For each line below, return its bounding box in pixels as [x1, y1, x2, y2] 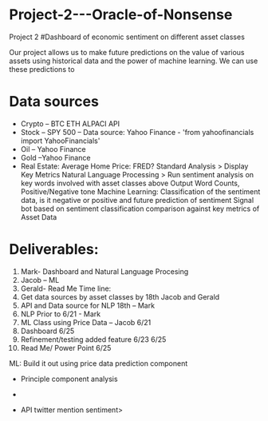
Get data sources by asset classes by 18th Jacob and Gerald [20, 292, 220, 301]
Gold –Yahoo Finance [20, 153, 91, 162]
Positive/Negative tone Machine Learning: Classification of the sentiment [20, 186, 261, 197]
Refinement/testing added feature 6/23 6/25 [20, 334, 167, 344]
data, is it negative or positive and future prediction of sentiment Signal [20, 195, 254, 205]
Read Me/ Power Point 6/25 [20, 343, 112, 352]
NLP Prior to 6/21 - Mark [20, 309, 101, 319]
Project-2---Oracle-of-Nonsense [9, 6, 233, 24]
